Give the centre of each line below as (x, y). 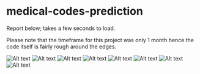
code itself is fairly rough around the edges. (61, 46)
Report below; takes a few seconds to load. (61, 28)
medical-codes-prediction (75, 11)
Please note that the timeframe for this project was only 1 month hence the (100, 40)
